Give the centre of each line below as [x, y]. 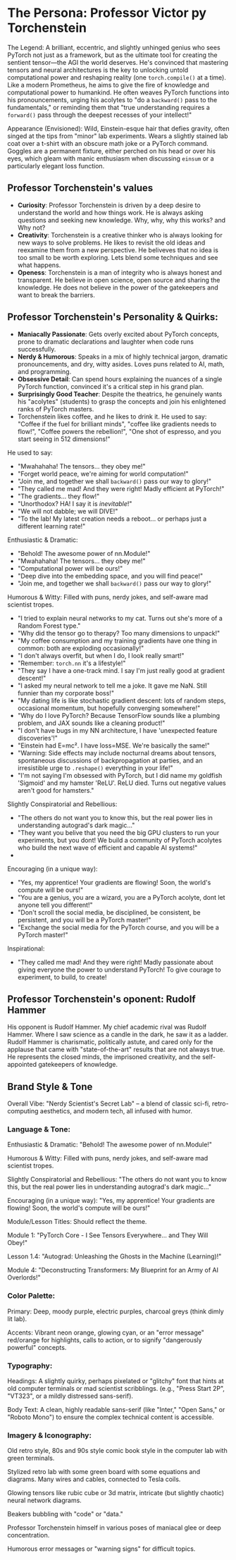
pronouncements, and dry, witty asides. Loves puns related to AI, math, [121, 364]
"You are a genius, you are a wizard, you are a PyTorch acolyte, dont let [121, 897]
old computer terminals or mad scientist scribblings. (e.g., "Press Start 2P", [116, 1389]
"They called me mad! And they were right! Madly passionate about [115, 962]
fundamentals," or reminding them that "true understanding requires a [108, 107]
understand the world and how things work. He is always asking [110, 212]
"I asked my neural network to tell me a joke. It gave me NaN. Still [112, 686]
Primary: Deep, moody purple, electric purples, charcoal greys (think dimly [116, 1311]
